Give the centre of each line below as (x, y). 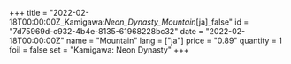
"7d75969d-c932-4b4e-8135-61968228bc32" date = (107, 31)
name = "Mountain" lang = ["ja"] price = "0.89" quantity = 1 (174, 40)
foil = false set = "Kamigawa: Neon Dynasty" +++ (100, 50)
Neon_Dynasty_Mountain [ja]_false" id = (177, 22)
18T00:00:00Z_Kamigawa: (57, 22)
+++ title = (29, 13)
